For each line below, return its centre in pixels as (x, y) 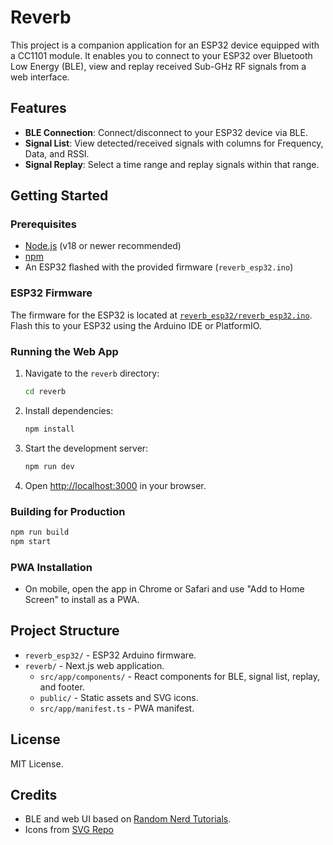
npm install (49, 429)
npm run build (40, 532)
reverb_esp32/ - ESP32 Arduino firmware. (110, 655)
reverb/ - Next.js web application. (94, 665)
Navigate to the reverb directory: (92, 373)
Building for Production (68, 511)
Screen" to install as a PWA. (82, 599)
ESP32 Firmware (51, 293)
